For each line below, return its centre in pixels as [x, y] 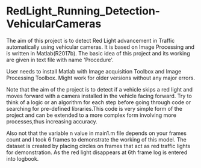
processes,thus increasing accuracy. [52, 121]
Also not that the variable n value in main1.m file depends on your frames [96, 133]
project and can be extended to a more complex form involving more [91, 115]
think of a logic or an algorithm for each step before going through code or [99, 102]
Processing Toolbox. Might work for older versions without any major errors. [101, 78]
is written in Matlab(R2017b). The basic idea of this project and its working [98, 53]
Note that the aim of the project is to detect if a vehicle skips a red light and [99, 89]
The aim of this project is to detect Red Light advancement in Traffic [91, 40]
